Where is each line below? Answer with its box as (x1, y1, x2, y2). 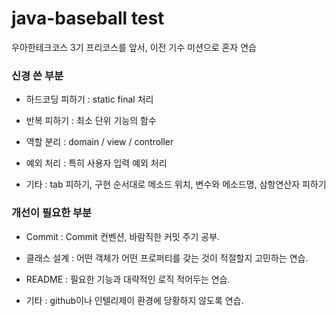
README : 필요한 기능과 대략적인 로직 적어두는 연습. (25, 273, 231, 285)
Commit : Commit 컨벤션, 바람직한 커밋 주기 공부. (25, 230, 221, 242)
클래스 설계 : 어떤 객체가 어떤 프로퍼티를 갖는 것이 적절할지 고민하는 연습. (25, 252, 309, 264)
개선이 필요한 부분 (11, 206, 93, 220)
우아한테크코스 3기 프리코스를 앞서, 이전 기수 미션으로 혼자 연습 (11, 41, 257, 53)
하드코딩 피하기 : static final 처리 (25, 93, 154, 106)
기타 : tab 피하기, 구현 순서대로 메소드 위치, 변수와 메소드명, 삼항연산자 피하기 (25, 178, 327, 191)
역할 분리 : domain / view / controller (25, 136, 174, 148)
